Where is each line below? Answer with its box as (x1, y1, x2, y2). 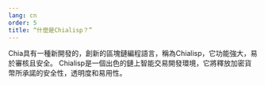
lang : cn (8, 11, 37, 20)
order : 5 (8, 19, 37, 27)
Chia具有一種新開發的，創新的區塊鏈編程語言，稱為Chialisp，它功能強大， (8, 49, 252, 58)
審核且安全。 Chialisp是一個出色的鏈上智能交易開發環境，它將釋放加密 (14, 58, 245, 68)
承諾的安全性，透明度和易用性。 (21, 68, 127, 78)
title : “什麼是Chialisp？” (8, 26, 93, 34)
